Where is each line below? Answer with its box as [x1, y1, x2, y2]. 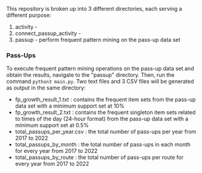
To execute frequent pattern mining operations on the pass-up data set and [6, 65, 195, 72]
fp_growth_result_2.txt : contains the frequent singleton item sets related [15, 109, 196, 116]
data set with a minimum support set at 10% [15, 102, 125, 109]
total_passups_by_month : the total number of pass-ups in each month [15, 141, 191, 148]
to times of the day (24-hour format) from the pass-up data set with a [15, 115, 189, 123]
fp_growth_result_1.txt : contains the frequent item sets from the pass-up [15, 96, 196, 103]
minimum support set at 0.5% [15, 122, 89, 129]
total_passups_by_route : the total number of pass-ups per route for [15, 154, 184, 161]
